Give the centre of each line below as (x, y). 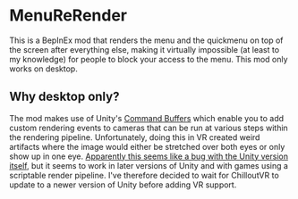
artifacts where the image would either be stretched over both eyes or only (147, 146)
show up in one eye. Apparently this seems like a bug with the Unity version (149, 156)
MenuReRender (68, 16)
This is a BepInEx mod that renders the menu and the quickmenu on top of (146, 40)
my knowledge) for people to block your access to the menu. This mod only (149, 59)
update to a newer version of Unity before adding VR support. (123, 185)
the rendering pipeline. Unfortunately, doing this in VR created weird (135, 137)
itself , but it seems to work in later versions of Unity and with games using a (149, 165)
